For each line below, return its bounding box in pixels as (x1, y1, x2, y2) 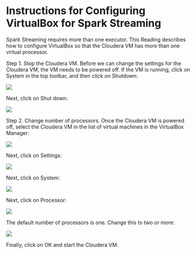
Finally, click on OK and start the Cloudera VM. (6, 241, 119, 248)
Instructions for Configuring (6, 4, 146, 18)
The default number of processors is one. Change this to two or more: (6, 219, 175, 226)
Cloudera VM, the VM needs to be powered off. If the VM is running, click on (6, 66, 190, 73)
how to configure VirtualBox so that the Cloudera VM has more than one (6, 42, 180, 49)
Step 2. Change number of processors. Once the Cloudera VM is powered (6, 117, 185, 124)
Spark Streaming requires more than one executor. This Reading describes (6, 36, 186, 43)
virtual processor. (6, 48, 49, 55)
